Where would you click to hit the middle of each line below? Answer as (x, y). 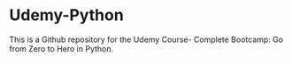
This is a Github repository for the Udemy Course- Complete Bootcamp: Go (146, 39)
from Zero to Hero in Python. (61, 48)
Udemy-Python (66, 15)
